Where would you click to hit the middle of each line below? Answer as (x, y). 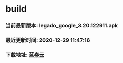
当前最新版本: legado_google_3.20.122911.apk (62, 26)
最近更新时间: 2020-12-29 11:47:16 (48, 40)
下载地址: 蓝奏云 (25, 55)
